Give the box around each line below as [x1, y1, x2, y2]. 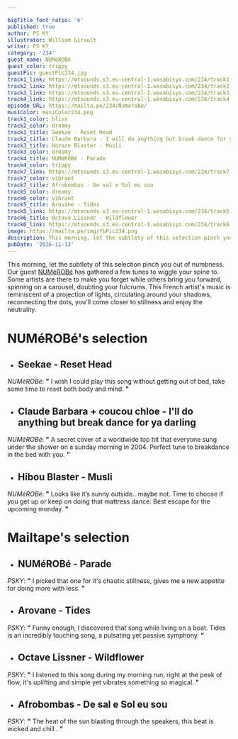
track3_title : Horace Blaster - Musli [7, 142, 122, 149]
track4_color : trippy [7, 162, 72, 169]
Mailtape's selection [7, 530, 130, 546]
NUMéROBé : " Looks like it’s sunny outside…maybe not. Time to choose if [7, 490, 224, 498]
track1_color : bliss [7, 116, 69, 123]
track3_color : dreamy [7, 148, 72, 156]
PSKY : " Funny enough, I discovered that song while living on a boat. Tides [7, 623, 227, 632]
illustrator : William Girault [7, 36, 97, 43]
